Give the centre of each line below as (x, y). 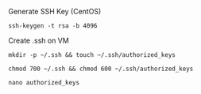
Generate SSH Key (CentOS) (55, 11)
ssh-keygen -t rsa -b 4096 (53, 26)
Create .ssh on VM (39, 40)
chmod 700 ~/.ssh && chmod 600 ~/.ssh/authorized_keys (101, 69)
